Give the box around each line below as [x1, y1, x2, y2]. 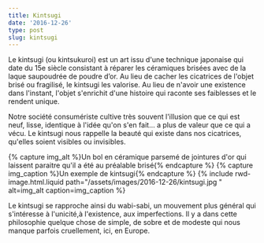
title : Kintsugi [8, 11, 61, 20]
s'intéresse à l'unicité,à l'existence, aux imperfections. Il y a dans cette [8, 209, 238, 219]
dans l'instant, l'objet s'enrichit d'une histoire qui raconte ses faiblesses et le [8, 88, 257, 98]
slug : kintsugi [8, 33, 58, 42]
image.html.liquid [8, 178, 65, 187]
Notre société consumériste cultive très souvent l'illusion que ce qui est [8, 112, 240, 122]
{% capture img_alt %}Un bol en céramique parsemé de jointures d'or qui [8, 153, 247, 162]
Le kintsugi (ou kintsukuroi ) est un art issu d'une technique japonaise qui [8, 55, 244, 64]
